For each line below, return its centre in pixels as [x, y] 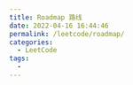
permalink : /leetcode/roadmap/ [67, 34]
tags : [19, 58]
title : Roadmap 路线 [46, 17]
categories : [31, 42]
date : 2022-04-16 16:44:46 [59, 26]
